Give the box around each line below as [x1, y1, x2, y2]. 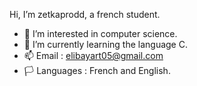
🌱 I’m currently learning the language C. [23, 39, 188, 50]
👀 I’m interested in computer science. [23, 28, 178, 39]
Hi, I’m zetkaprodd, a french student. [9, 9, 161, 20]
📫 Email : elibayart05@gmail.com [23, 50, 164, 61]
